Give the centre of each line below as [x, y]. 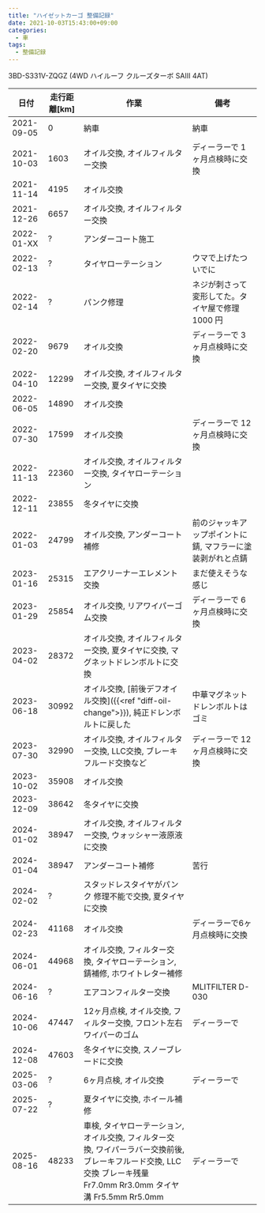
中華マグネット [220, 695]
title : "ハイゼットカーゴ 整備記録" [61, 15]
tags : [17, 45]
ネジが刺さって [220, 284]
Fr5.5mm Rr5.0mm [129, 1197]
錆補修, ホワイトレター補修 [133, 973]
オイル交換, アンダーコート [133, 535]
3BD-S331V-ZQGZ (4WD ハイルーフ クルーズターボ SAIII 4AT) [108, 76]
